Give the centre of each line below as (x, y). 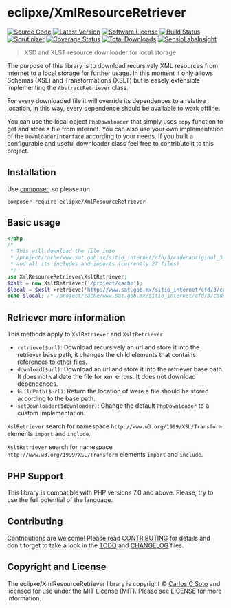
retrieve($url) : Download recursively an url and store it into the (108, 347)
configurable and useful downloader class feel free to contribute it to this (111, 143)
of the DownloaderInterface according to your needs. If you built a (100, 136)
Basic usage (34, 222)
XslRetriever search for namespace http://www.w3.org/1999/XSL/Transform (114, 426)
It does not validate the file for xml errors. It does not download (106, 377)
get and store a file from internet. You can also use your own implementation (115, 129)
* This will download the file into (63, 251)
